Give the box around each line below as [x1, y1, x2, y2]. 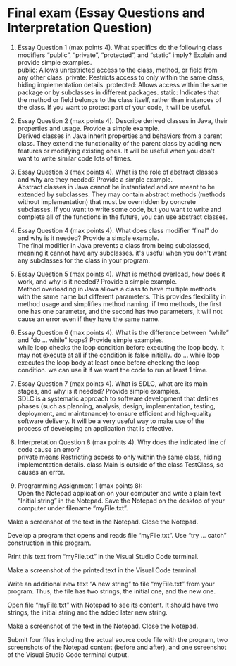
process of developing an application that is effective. [17, 424, 174, 432]
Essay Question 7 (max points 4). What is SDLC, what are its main [17, 379, 208, 388]
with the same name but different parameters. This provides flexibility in [17, 292, 227, 301]
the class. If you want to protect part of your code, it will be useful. [17, 103, 211, 111]
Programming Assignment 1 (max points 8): [17, 481, 143, 490]
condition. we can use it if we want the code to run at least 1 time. [17, 365, 208, 374]
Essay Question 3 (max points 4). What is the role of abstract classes [17, 168, 218, 176]
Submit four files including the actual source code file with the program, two [7, 635, 228, 643]
